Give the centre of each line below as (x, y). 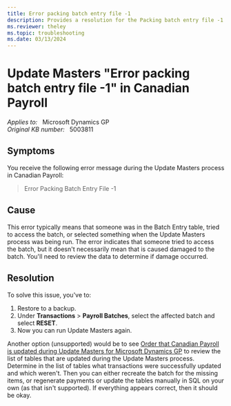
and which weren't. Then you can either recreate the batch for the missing (113, 373)
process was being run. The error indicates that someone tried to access (111, 241)
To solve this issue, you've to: (49, 295)
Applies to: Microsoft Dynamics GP (58, 122)
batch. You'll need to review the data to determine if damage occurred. (108, 256)
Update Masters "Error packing (99, 74)
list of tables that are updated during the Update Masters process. (101, 358)
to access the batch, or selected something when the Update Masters (106, 234)
